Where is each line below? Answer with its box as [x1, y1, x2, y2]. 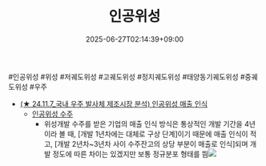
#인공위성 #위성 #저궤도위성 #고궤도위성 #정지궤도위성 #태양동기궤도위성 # [8, 71, 246, 81]
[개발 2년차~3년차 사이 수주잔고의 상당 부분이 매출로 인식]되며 [54, 139, 248, 148]
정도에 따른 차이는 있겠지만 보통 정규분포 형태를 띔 [52, 149, 209, 159]
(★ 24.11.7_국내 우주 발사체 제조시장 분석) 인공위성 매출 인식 [19, 99, 208, 108]
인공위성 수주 [31, 109, 74, 119]
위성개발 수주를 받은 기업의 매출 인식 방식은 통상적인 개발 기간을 [43, 119, 243, 128]
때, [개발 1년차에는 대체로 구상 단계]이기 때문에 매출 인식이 [66, 129, 248, 139]
